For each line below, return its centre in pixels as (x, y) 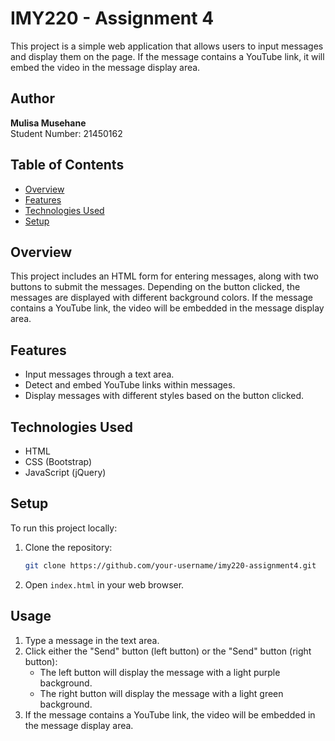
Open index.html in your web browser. (104, 584)
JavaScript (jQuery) (65, 472)
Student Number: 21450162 (66, 133)
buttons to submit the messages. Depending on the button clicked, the (155, 287)
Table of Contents (67, 165)
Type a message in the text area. (92, 640)
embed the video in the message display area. (105, 67)
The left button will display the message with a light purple (160, 672)
